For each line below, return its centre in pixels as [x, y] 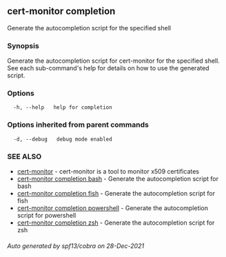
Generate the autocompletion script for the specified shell [89, 28]
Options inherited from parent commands [78, 125]
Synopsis [23, 45]
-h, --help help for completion [63, 107]
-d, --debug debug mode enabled [63, 139]
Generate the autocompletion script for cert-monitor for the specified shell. [114, 61]
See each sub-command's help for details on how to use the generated [108, 68]
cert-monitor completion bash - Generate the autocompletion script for [118, 179]
